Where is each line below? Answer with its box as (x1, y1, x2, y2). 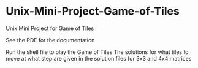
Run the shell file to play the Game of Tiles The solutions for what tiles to (6, 48, 189, 56)
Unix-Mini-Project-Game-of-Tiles (6, 4, 180, 18)
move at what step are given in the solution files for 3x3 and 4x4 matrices (6, 55, 192, 62)
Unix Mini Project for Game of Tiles (6, 25, 94, 32)
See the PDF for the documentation (6, 36, 95, 43)
